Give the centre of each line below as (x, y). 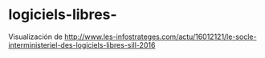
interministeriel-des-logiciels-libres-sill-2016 (82, 44)
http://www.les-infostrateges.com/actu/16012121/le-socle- (160, 37)
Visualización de (35, 37)
